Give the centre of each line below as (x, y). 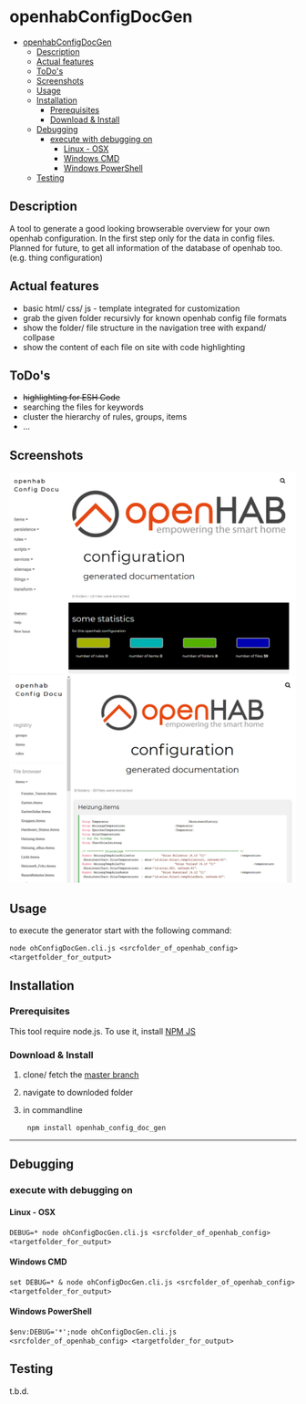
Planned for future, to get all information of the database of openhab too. (146, 247)
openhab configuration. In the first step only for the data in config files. (143, 238)
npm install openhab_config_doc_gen (97, 1128)
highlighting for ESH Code (71, 398)
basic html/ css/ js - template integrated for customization (131, 308)
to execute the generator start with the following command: (121, 931)
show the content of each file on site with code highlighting (134, 347)
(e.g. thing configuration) (56, 257)
